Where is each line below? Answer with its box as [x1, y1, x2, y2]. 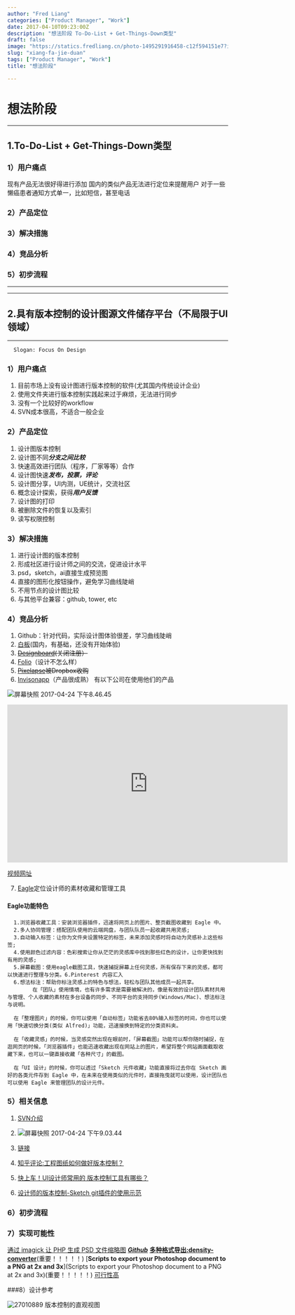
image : [7, 43, 27, 50]
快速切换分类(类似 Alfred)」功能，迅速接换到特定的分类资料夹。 [17, 1022, 182, 1029]
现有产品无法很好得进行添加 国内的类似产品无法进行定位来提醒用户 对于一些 [7, 180, 226, 188]
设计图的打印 [17, 496, 55, 505]
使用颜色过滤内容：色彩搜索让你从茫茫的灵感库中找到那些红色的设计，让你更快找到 [20, 949, 224, 956]
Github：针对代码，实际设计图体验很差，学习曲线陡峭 [17, 631, 172, 640]
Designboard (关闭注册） [17, 649, 88, 657]
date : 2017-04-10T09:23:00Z [7, 23, 90, 30]
